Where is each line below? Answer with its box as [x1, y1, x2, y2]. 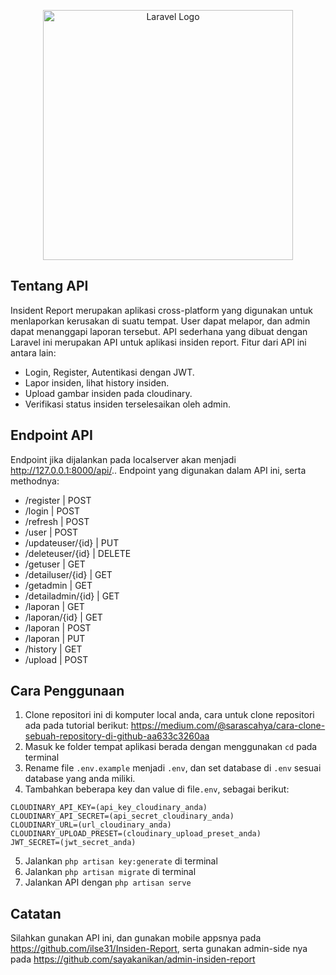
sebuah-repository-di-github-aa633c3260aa [24, 730, 210, 742]
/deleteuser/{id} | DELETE [24, 547, 132, 559]
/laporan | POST [24, 621, 92, 634]
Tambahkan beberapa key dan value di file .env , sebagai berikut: [24, 783, 290, 795]
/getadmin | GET [24, 579, 93, 591]
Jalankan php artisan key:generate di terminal [24, 855, 218, 867]
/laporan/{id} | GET [24, 611, 103, 623]
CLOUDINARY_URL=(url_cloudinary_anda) [10, 820, 172, 830]
